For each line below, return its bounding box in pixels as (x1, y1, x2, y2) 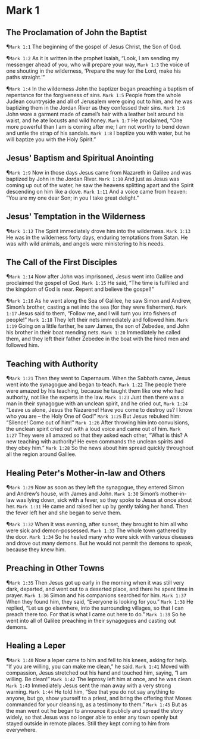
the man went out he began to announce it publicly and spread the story (6, 707, 183, 714)
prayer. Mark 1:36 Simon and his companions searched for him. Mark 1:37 (6, 591, 187, 599)
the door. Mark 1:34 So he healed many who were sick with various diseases (6, 533, 193, 541)
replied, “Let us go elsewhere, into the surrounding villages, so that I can (6, 604, 184, 611)
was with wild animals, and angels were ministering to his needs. (6, 240, 165, 247)
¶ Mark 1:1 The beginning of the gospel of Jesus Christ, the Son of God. (6, 43, 182, 50)
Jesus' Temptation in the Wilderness (6, 212, 146, 222)
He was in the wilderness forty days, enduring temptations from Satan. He (6, 234, 188, 241)
